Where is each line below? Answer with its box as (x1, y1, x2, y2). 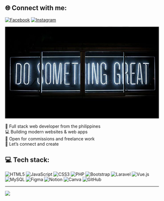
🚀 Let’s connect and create (5, 141, 59, 147)
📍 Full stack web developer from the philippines (5, 123, 101, 129)
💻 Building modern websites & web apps (5, 129, 88, 134)
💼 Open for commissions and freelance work (5, 135, 95, 141)
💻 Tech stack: (5, 156, 50, 164)
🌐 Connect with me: (5, 4, 67, 12)
